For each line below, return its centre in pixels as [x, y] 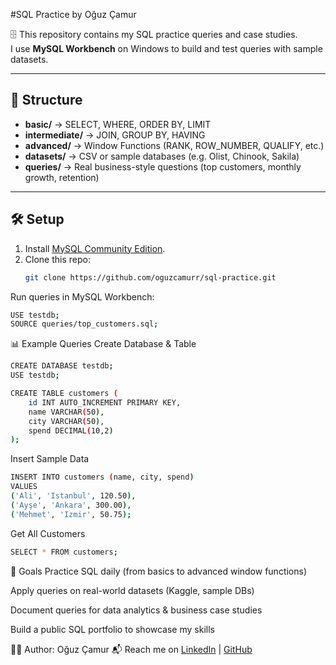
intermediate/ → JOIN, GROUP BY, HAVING [115, 135]
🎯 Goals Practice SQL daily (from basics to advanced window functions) [159, 571]
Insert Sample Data [50, 459]
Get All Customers [48, 533]
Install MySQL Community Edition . [95, 248]
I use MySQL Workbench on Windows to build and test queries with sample [166, 48]
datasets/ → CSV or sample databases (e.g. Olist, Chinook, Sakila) [162, 156]
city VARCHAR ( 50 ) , [66, 421]
